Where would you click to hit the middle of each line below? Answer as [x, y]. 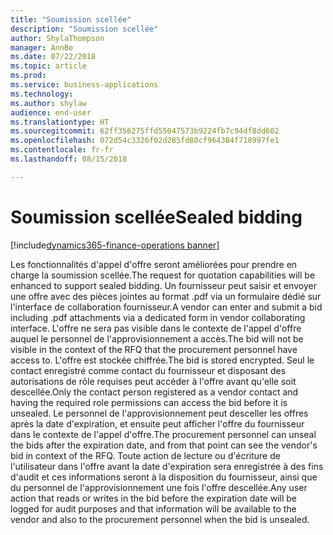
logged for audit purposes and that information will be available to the [153, 508]
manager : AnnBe [42, 47]
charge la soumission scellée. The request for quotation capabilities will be [163, 275]
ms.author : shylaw [48, 103]
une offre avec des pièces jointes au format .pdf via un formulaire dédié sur [166, 296]
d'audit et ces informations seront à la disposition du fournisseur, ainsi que [164, 477]
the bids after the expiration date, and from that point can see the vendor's [164, 445]
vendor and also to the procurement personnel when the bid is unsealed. [160, 519]
